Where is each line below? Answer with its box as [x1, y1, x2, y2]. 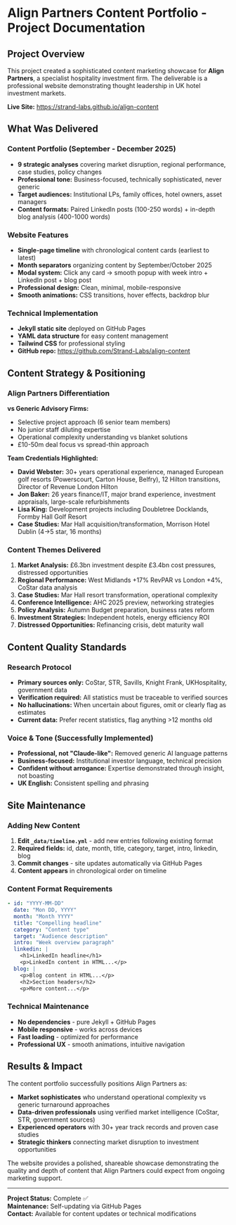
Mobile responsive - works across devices [17, 1025, 143, 1034]
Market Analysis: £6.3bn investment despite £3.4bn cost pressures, [17, 561, 216, 569]
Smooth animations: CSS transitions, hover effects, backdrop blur [17, 291, 210, 299]
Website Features [7, 230, 69, 240]
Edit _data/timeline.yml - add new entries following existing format [17, 836, 214, 845]
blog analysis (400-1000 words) [17, 212, 111, 221]
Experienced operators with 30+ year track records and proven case [17, 1122, 219, 1131]
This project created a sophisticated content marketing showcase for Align [7, 67, 225, 75]
